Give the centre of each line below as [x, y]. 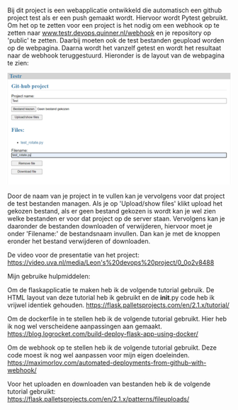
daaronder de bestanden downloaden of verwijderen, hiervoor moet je [110, 226]
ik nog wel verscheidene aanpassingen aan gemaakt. [85, 326]
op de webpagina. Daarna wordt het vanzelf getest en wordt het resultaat [114, 48]
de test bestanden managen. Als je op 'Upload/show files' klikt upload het [115, 204]
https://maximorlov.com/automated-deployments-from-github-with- [107, 362]
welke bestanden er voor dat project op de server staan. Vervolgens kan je [116, 218]
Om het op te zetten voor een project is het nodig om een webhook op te [113, 25]
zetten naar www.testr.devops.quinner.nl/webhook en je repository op [109, 33]
